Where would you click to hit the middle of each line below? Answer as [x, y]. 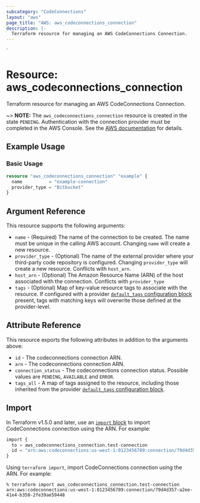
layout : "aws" [24, 17]
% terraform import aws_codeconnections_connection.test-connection [93, 485]
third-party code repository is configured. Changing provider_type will [101, 263]
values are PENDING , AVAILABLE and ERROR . [65, 376]
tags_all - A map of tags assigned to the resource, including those [97, 383]
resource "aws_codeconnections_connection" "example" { [77, 176]
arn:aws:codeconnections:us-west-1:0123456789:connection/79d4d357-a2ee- [100, 490]
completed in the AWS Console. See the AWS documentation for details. [95, 128]
